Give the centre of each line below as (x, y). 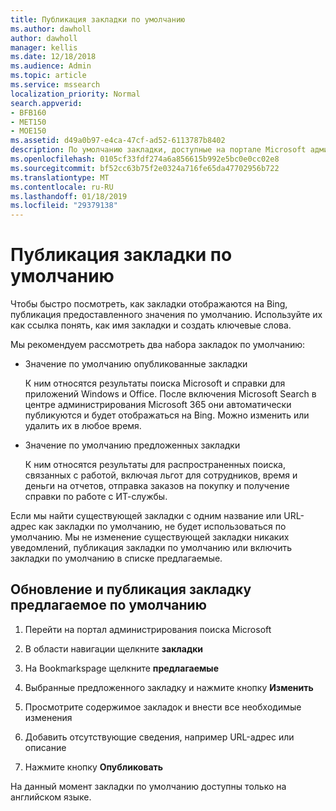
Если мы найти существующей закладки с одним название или (146, 516)
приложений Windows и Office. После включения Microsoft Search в (170, 394)
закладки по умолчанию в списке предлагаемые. (116, 558)
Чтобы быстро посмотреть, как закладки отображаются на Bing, (149, 304)
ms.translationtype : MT (60, 177)
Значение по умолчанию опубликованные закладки (136, 364)
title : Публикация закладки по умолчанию (98, 19)
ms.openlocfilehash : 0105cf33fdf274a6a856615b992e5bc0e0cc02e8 (145, 159)
